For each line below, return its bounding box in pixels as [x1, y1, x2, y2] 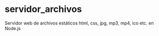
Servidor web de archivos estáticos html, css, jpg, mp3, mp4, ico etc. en [5, 20, 154, 26]
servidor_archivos [5, 3, 82, 15]
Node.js [5, 25, 21, 31]
